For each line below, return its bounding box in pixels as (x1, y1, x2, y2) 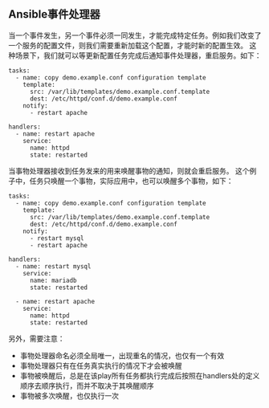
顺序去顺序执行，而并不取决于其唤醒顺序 (19, 381, 154, 390)
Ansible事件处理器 (8, 7, 100, 22)
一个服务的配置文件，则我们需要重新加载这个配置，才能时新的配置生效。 (8, 40, 247, 50)
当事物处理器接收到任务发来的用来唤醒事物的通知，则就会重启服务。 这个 (8, 165, 250, 175)
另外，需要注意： (8, 333, 65, 343)
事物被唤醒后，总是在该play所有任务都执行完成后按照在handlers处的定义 (19, 370, 260, 380)
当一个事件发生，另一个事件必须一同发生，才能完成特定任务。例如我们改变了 (8, 31, 262, 40)
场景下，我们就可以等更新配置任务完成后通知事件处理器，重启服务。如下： (14, 51, 262, 60)
